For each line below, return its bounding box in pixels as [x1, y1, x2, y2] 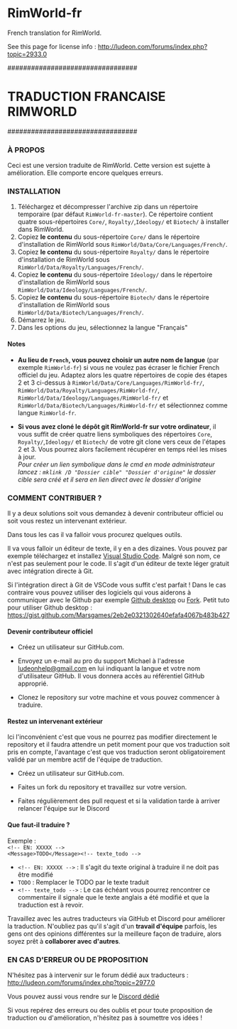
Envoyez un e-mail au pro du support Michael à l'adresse [17, 656, 184, 666]
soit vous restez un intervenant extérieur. [7, 516, 127, 525]
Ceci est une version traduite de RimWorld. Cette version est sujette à [7, 161, 211, 170]
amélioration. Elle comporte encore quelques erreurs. [7, 169, 163, 177]
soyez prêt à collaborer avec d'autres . [7, 937, 121, 945]
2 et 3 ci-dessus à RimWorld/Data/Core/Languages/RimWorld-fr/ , [17, 378, 204, 387]
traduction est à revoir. [17, 900, 84, 909]
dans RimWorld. [17, 225, 64, 234]
